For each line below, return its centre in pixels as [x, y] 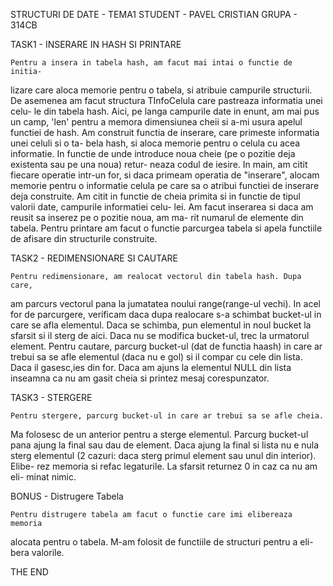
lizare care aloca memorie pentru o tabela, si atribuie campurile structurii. [161, 90]
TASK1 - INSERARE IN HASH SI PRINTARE [96, 44]
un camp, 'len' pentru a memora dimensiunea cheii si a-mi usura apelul [156, 122]
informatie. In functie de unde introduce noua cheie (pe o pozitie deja [153, 153]
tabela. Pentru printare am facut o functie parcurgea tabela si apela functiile [166, 228]
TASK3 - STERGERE [51, 397]
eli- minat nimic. [43, 477]
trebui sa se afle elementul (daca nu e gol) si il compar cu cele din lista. [156, 357]
